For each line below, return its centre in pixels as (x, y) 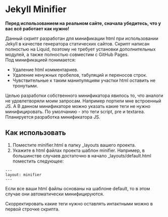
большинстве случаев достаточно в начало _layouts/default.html (82, 155)
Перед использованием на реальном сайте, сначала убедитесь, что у (83, 23)
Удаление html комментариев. (45, 70)
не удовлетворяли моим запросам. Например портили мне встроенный (83, 101)
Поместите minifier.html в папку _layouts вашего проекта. (74, 145)
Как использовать (36, 133)
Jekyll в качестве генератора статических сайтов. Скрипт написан (77, 43)
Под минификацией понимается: (41, 60)
